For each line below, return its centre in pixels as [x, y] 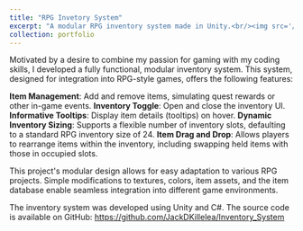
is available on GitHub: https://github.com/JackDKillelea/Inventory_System [147, 218]
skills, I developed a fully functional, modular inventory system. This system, [151, 69]
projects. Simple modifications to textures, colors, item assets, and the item [149, 181]
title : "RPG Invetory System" [66, 18]
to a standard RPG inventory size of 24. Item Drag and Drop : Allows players [150, 135]
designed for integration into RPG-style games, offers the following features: [151, 79]
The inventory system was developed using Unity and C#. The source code [150, 208]
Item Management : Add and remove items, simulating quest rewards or [142, 96]
